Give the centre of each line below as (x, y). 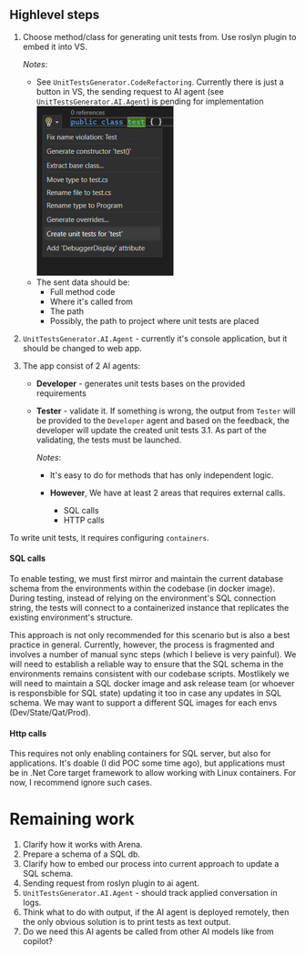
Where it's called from (91, 301)
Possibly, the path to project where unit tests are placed (154, 320)
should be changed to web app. (82, 348)
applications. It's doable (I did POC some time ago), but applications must (147, 763)
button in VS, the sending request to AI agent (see (130, 91)
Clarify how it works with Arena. (82, 845)
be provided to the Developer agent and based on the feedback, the (163, 420)
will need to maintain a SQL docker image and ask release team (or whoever (152, 684)
